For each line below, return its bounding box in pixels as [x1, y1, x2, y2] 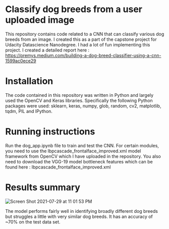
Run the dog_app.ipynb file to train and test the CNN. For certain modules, [5, 142, 159, 148]
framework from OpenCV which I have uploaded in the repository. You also [5, 153, 161, 159]
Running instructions [5, 126, 95, 137]
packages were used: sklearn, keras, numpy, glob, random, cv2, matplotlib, [5, 102, 161, 109]
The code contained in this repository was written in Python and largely [5, 92, 154, 98]
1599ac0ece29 [5, 58, 36, 64]
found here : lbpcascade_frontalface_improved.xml [5, 164, 111, 170]
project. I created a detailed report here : [5, 47, 90, 53]
